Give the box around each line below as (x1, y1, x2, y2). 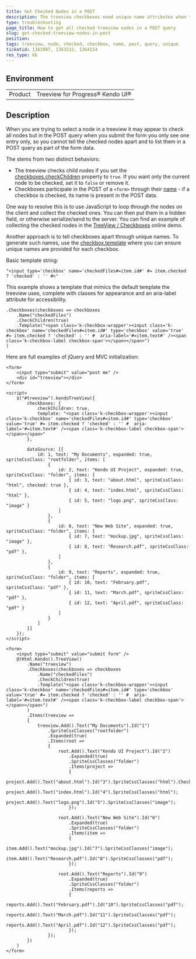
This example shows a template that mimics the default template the (6, 284, 170, 291)
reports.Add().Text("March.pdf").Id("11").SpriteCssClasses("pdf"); (6, 912, 176, 918)
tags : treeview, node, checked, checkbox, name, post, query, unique (6, 42, 179, 47)
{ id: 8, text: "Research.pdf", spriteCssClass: (68, 544, 190, 550)
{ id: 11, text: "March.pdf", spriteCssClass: (68, 590, 184, 596)
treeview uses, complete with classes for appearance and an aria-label (6, 290, 176, 297)
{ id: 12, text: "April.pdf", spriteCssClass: (68, 600, 184, 606)
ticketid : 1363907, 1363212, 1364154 (6, 47, 98, 53)
